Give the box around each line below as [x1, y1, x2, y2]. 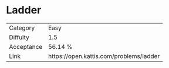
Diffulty [9, 33, 29, 41]
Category [9, 24, 35, 32]
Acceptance [9, 42, 43, 51]
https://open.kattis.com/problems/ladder [48, 52, 160, 60]
